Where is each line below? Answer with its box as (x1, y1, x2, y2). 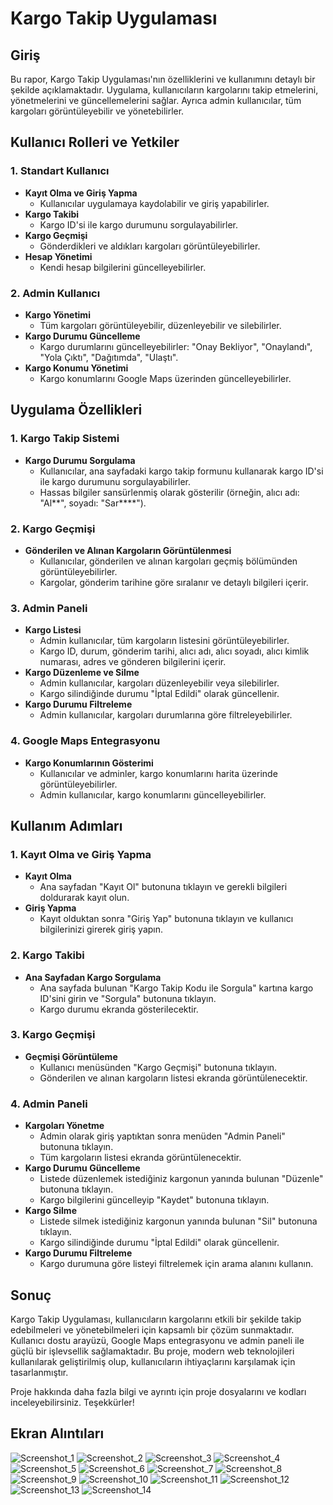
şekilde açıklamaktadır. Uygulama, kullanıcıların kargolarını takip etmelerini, (10, 84, 319, 96)
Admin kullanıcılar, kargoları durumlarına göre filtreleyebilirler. (39, 709, 293, 721)
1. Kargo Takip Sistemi (10, 432, 120, 446)
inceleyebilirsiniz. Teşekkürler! (10, 1396, 135, 1408)
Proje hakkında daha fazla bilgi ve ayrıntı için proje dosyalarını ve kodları (10, 1385, 307, 1397)
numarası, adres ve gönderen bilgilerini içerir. (39, 656, 227, 668)
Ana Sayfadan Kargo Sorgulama (24, 971, 162, 983)
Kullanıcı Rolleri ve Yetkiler (10, 134, 180, 151)
